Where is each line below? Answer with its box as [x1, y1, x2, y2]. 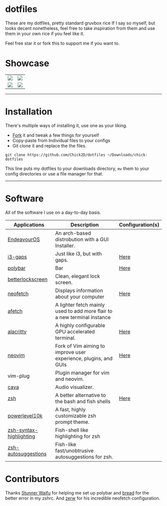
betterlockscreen [7, 276, 48, 283]
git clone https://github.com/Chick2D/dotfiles [5, 152, 106, 158]
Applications [13, 221, 45, 228]
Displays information [55, 287, 103, 294]
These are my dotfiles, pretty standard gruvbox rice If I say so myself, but [5, 20, 156, 26]
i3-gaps [7, 253, 27, 260]
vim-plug [7, 372, 30, 379]
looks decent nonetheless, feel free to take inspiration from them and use [5, 25, 156, 31]
